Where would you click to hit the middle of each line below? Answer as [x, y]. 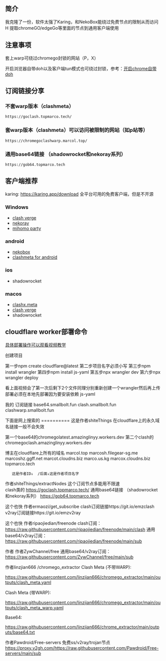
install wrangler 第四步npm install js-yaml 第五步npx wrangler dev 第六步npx [83, 372]
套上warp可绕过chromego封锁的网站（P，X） [52, 58]
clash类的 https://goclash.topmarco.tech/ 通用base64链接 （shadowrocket [82, 490]
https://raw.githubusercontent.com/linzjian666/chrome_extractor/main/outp [82, 627]
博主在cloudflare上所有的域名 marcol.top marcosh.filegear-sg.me [72, 453]
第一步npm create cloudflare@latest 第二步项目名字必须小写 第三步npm [78, 366]
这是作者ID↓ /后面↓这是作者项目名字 [45, 474]
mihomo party [27, 228]
